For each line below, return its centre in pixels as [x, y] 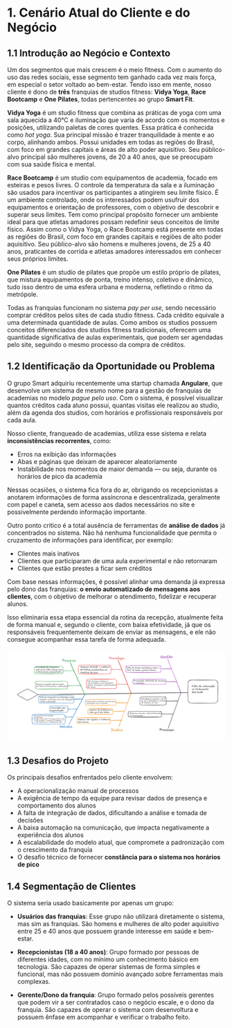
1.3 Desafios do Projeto [58, 761]
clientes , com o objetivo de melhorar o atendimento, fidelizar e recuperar [112, 596]
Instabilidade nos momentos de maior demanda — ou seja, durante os [117, 469]
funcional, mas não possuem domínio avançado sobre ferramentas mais [120, 974]
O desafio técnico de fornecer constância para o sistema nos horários [119, 857]
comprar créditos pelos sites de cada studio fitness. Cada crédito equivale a [116, 315]
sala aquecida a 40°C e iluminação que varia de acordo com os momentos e [116, 120]
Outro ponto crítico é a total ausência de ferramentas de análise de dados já [116, 525]
